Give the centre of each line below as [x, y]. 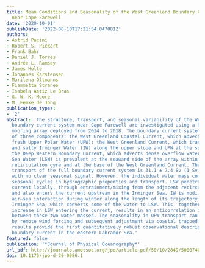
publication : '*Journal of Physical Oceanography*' [73, 244]
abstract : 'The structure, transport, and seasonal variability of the [99, 119]
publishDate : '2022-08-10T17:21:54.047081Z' [64, 29]
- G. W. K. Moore [28, 97]
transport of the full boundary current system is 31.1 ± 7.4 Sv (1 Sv [105, 171]
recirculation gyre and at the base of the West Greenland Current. [101, 165]
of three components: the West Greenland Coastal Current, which [97, 137]
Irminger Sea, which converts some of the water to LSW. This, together [106, 205]
